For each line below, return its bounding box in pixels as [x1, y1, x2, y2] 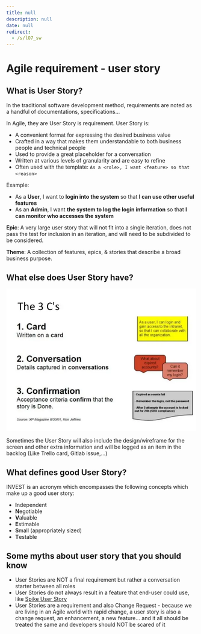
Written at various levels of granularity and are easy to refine [14, 157, 165, 164]
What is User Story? [6, 85, 83, 96]
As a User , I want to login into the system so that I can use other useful [14, 193, 194, 200]
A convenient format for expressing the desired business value [14, 131, 171, 138]
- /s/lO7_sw [11, 35, 42, 42]
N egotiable [14, 508, 43, 515]
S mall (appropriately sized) [14, 527, 82, 534]
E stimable [14, 521, 40, 528]
